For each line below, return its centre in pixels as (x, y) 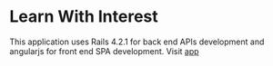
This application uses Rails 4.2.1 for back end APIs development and (137, 42)
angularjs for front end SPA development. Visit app (104, 51)
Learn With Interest (84, 17)
